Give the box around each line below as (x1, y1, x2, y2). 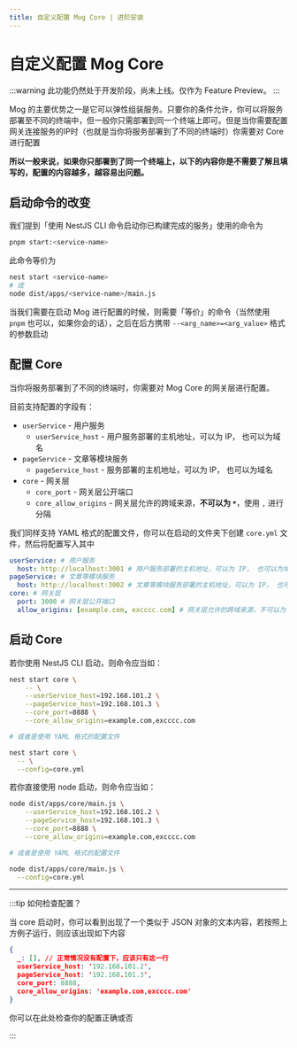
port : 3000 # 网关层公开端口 (17, 597, 115, 607)
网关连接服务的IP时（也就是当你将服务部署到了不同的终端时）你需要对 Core (9, 126, 285, 136)
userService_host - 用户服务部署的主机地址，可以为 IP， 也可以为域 (34, 431, 281, 441)
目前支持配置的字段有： (9, 400, 95, 412)
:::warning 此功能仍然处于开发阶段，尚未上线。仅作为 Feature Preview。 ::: (9, 85, 280, 96)
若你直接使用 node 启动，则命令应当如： (9, 781, 156, 793)
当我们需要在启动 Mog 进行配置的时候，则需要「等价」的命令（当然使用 (9, 307, 270, 317)
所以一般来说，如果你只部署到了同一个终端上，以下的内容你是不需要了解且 (9, 156, 280, 167)
